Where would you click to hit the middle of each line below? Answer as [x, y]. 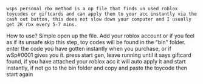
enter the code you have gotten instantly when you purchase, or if [89, 49]
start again [20, 74]
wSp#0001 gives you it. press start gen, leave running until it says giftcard [99, 55]
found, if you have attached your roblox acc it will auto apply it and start [96, 61]
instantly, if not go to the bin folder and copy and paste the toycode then [97, 68]
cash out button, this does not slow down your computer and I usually [99, 19]
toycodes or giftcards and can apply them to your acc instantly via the [102, 14]
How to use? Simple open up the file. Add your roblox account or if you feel [100, 36]
